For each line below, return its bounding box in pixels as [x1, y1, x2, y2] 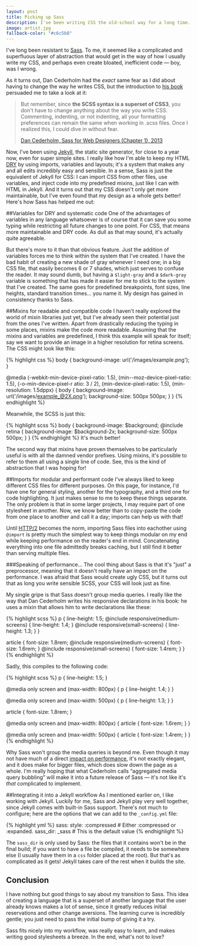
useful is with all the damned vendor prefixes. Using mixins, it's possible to [6, 452, 187, 459]
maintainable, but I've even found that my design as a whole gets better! [6, 192, 181, 199]
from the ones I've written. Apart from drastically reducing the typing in [6, 320, 179, 327]
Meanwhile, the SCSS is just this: [6, 410, 86, 417]
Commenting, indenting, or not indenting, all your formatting [20, 113, 166, 121]
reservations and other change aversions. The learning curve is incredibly [6, 909, 185, 916]
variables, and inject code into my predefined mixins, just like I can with [6, 180, 179, 187]
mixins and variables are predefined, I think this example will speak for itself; [6, 333, 191, 340]
